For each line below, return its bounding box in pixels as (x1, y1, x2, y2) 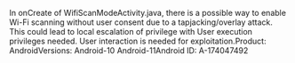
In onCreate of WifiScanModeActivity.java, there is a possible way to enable (9, 8, 287, 18)
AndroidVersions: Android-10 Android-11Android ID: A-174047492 (9, 45, 249, 56)
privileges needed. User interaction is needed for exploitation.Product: (9, 35, 267, 46)
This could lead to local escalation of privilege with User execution (9, 27, 253, 36)
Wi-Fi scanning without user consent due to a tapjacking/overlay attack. (9, 17, 273, 28)
